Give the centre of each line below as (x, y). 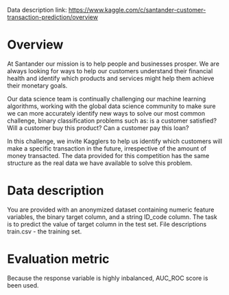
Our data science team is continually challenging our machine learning (107, 99)
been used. (23, 285)
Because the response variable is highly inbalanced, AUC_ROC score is (108, 278)
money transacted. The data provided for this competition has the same (108, 155)
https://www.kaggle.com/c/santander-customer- (137, 10)
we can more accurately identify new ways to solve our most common (106, 113)
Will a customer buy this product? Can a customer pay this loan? (98, 128)
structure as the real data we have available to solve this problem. (100, 163)
